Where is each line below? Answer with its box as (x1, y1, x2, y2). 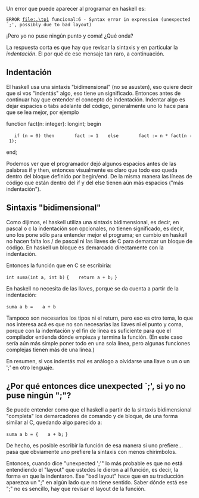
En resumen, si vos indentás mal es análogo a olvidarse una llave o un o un (6, 357, 190, 364)
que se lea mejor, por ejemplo (6, 109, 79, 116)
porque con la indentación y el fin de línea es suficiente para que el (6, 327, 172, 334)
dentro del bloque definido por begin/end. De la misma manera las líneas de (6, 172, 192, 180)
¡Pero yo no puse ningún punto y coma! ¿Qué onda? (6, 32, 133, 39)
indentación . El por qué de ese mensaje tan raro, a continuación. (6, 50, 165, 57)
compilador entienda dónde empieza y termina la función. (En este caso (6, 333, 183, 341)
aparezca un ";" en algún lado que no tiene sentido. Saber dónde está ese (6, 479, 188, 486)
